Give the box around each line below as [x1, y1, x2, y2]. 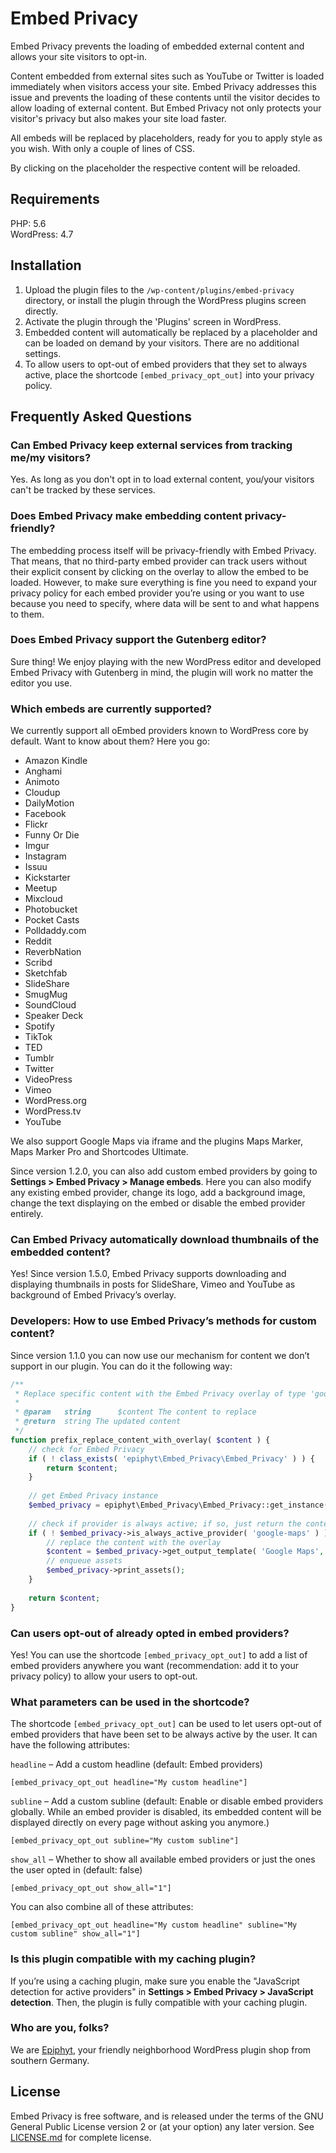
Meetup [24, 882, 58, 894]
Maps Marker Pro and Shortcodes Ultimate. [10, 1146, 189, 1158]
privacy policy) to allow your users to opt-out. [10, 1670, 198, 1682]
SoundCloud [24, 999, 77, 1011]
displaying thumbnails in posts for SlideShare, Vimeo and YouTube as [10, 1278, 296, 1291]
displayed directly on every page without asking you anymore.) [10, 1817, 270, 1829]
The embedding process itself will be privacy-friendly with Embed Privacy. [10, 544, 317, 556]
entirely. [10, 1208, 44, 1220]
